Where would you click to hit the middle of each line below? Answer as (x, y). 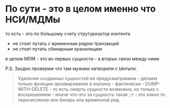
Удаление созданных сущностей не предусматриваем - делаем (87, 78)
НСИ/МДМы (33, 20)
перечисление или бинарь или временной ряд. (69, 100)
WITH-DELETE (33, 89)
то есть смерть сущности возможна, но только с (106, 89)
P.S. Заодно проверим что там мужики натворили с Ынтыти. (71, 68)
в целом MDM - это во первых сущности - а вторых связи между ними (82, 58)
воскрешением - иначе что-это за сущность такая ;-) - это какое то (91, 94)
